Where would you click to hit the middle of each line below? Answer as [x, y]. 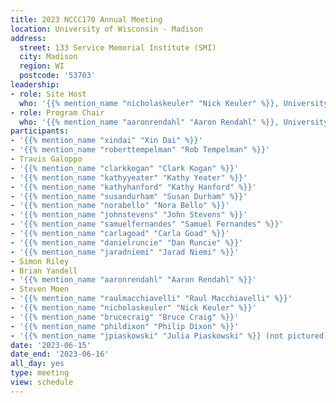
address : [28, 38]
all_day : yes [37, 364]
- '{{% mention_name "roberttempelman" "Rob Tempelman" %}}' [140, 150]
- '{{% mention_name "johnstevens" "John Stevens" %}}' [129, 215]
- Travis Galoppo [46, 159]
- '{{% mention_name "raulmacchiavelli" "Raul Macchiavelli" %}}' [151, 299]
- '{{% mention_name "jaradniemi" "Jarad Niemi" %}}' [125, 252]
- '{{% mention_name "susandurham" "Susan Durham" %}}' [129, 196]
